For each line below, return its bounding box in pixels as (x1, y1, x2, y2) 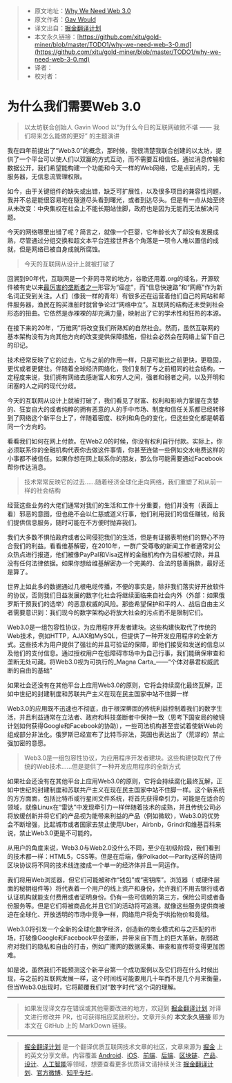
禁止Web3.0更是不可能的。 (19, 828, 96, 837)
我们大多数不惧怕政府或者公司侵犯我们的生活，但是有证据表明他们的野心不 (7, 533, 219, 541)
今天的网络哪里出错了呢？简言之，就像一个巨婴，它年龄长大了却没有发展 (7, 228, 213, 236)
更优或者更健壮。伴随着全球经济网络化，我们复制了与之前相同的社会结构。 (7, 364, 219, 372)
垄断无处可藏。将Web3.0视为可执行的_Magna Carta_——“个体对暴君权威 (7, 657, 213, 666)
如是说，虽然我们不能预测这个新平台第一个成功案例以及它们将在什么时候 (7, 965, 213, 974)
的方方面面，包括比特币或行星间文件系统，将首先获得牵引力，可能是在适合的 (7, 794, 225, 802)
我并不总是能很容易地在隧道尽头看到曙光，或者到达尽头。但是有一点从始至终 (7, 195, 225, 203)
